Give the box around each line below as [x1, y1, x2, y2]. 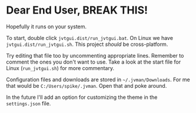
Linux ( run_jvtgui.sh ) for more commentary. [6, 64, 115, 71]
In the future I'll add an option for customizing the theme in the [6, 94, 158, 101]
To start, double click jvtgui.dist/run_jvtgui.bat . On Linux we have [6, 34, 174, 41]
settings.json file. [6, 99, 51, 107]
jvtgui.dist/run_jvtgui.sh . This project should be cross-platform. [6, 41, 168, 48]
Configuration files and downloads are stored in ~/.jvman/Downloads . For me [6, 76, 190, 83]
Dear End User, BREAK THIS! [6, 4, 148, 17]
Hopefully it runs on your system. [6, 23, 87, 30]
